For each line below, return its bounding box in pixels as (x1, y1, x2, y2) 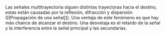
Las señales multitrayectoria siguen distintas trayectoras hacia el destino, (5, 4, 157, 10)
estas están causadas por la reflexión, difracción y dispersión (5, 9, 133, 15)
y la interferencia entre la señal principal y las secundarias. (5, 25, 127, 31)
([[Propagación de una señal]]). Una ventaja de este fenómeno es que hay (5, 15, 159, 20)
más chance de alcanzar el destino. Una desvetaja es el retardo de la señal (5, 20, 160, 26)
